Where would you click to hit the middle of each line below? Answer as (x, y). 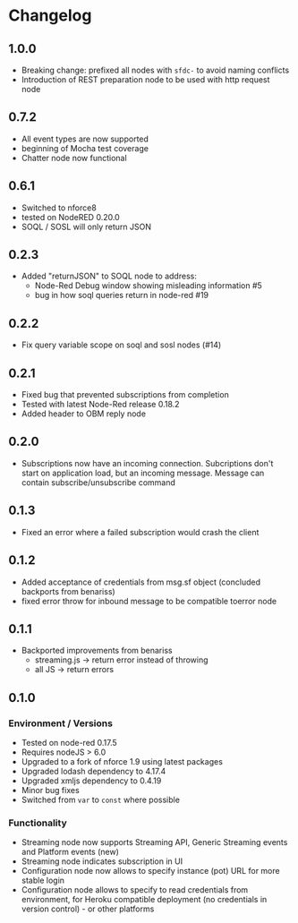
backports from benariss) (68, 591)
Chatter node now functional (74, 158)
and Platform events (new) (70, 852)
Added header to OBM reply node (84, 414)
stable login (43, 880)
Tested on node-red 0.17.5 (69, 743)
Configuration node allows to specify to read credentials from (135, 890)
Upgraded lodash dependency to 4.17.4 (94, 771)
